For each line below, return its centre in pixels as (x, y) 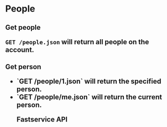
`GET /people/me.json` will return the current (89, 97)
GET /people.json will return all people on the (77, 42)
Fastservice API (42, 119)
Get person (23, 67)
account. (20, 50)
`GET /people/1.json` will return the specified (89, 81)
